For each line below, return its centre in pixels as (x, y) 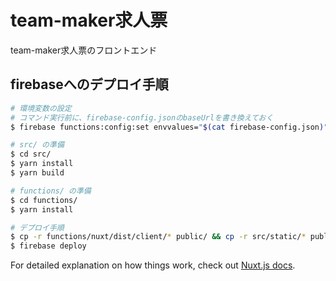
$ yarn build (37, 173)
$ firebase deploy (48, 246)
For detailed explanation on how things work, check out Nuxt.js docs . (153, 265)
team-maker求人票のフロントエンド (84, 50)
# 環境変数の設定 (41, 108)
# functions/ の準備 (51, 191)
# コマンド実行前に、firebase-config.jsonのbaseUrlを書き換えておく (142, 117)
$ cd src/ (31, 154)
